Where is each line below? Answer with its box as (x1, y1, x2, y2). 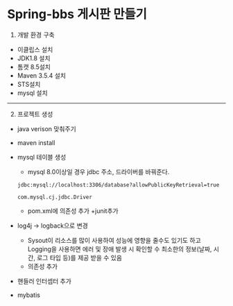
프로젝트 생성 (17, 110, 53, 118)
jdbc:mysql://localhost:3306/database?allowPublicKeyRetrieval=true (17, 181, 220, 188)
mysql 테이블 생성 (17, 153, 67, 161)
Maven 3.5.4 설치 (17, 71, 66, 80)
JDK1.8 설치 (17, 53, 51, 62)
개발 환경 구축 (17, 31, 55, 39)
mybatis (17, 291, 40, 299)
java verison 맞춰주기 (17, 124, 76, 133)
